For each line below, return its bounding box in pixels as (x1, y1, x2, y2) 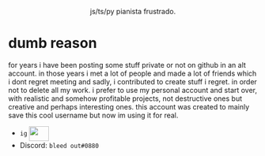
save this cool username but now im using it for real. (8, 110, 179, 120)
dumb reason (8, 35, 97, 52)
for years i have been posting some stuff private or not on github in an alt (8, 60, 247, 69)
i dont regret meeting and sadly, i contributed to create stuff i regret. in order (8, 76, 257, 86)
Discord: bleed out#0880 (19, 140, 99, 150)
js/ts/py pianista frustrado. (89, 7, 176, 16)
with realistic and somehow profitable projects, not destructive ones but (8, 94, 243, 103)
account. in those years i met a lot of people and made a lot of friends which (8, 69, 257, 78)
